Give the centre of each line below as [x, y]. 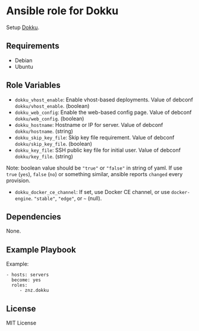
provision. [18, 180]
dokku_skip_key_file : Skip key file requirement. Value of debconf [94, 137]
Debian [23, 60]
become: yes [26, 280]
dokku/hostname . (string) [44, 131]
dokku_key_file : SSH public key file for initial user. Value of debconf [98, 150]
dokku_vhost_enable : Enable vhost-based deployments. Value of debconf [104, 100]
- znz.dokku [34, 291]
